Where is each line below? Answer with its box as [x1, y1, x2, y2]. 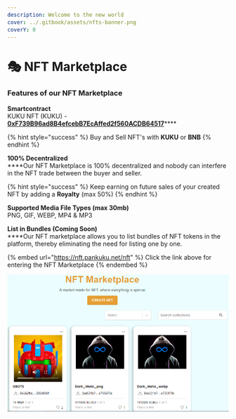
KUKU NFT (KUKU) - [7, 112, 67, 120]
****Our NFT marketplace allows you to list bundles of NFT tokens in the [7, 232, 221, 240]
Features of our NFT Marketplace [7, 88, 123, 98]
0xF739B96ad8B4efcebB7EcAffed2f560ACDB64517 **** [7, 119, 177, 128]
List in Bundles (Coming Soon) [7, 225, 98, 233]
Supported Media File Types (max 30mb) [7, 204, 129, 212]
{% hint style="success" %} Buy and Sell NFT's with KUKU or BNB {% [7, 133, 212, 141]
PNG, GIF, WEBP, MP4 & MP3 [7, 211, 93, 219]
